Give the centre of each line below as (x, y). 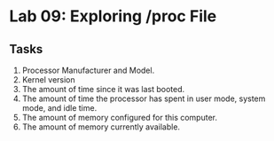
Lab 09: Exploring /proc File (113, 16)
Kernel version (48, 80)
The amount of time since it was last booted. (103, 89)
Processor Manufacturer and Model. (88, 70)
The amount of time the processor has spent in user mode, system (144, 98)
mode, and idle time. (59, 108)
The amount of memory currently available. (101, 127)
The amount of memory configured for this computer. (119, 117)
